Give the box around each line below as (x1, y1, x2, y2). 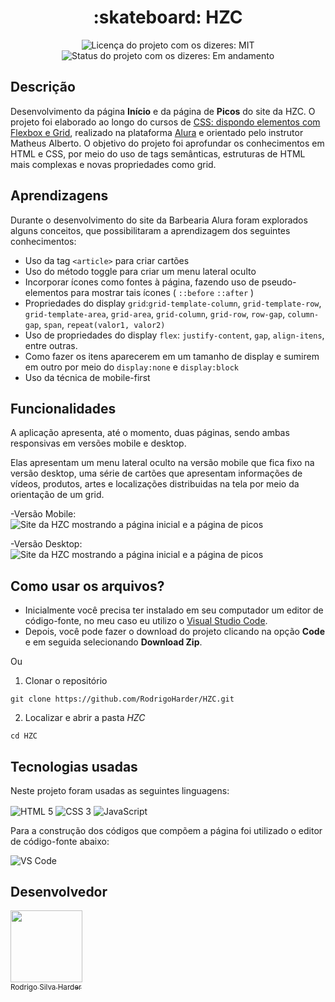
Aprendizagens (10, 187, 109, 205)
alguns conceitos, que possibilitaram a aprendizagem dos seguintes (10, 224, 291, 236)
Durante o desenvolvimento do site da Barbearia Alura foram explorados (10, 214, 308, 226)
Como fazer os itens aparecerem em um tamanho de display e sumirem (24, 350, 320, 362)
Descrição (10, 79, 76, 96)
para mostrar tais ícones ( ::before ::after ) (70, 286, 255, 298)
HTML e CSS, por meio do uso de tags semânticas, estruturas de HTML (10, 147, 306, 160)
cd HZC (10, 731, 38, 741)
